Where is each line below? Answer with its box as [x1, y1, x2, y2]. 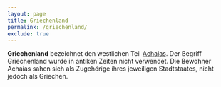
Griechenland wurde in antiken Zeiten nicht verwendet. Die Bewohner [7, 57, 212, 66]
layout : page [7, 10, 46, 18]
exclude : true [7, 30, 50, 37]
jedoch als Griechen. [7, 72, 68, 81]
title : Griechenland [7, 17, 69, 24]
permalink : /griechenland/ [7, 23, 88, 30]
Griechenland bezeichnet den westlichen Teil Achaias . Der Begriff [7, 50, 202, 58]
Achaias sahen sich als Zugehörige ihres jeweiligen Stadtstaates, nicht [7, 64, 214, 73]
